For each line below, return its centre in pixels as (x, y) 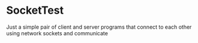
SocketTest (35, 10)
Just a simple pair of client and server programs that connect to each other (99, 27)
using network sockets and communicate (57, 33)
